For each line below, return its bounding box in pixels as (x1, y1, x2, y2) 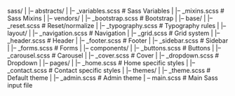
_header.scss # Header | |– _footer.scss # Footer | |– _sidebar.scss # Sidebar (7, 36, 229, 45)
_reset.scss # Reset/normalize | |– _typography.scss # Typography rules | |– (7, 22, 227, 29)
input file (7, 81, 33, 89)
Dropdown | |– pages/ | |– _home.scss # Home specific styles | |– (7, 59, 195, 67)
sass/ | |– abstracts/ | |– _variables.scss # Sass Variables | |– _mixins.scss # (7, 7, 224, 15)
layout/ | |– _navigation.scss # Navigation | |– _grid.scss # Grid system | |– (7, 29, 220, 37)
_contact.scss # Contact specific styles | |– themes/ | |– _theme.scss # (7, 67, 211, 74)
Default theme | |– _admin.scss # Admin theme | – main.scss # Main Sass (7, 74, 219, 82)
